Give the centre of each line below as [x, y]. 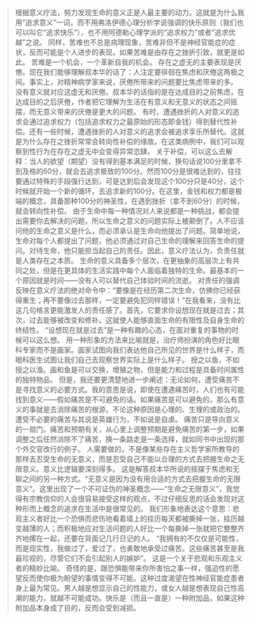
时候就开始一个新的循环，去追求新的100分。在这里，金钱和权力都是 [125, 191]
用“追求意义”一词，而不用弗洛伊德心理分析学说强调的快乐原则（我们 [126, 22]
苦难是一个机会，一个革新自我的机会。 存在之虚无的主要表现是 [132, 62]
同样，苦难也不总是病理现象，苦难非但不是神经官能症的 [138, 42]
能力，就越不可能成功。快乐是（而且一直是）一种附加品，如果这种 [137, 598]
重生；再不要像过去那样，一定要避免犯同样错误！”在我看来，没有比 [131, 300]
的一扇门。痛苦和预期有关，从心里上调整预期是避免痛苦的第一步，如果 [130, 429]
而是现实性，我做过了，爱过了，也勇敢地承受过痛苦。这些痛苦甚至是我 [130, 548]
